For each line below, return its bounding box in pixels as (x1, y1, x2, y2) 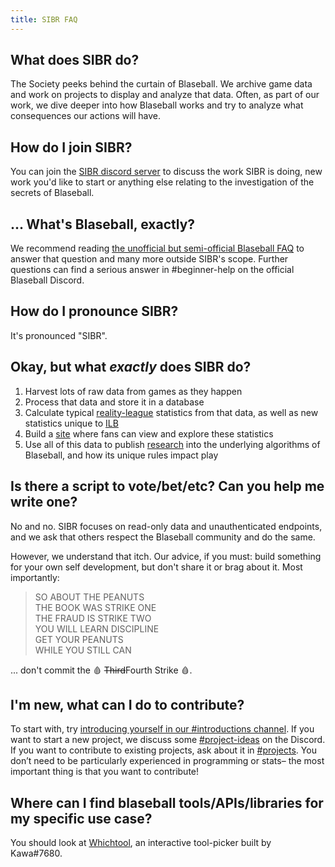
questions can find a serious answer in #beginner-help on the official (10, 264, 295, 276)
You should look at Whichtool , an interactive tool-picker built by (10, 837, 272, 849)
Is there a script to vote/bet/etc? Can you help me (10, 478, 325, 495)
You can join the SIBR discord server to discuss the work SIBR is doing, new (10, 166, 323, 178)
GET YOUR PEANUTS (34, 633, 124, 645)
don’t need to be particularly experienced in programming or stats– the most (10, 755, 325, 767)
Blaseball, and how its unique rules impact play (24, 449, 219, 461)
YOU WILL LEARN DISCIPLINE (34, 622, 160, 635)
